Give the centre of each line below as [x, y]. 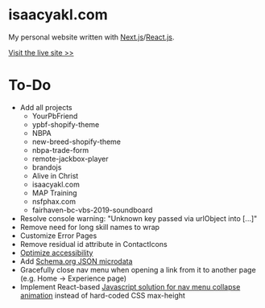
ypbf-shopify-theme [66, 124]
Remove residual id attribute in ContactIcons [93, 244]
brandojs [47, 167]
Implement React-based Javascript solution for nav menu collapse [130, 286]
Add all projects [46, 107]
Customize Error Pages [58, 236]
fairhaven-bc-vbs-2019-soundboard [92, 210]
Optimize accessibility [56, 253]
